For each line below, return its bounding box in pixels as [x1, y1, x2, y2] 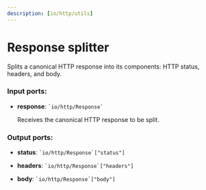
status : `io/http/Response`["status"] [16, 148, 125, 156]
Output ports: [7, 132, 53, 142]
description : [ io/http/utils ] [7, 10, 94, 17]
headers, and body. [7, 69, 62, 78]
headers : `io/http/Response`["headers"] [16, 162, 134, 170]
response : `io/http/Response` [16, 102, 104, 110]
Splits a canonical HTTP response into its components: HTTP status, [7, 62, 200, 71]
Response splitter [7, 39, 110, 55]
